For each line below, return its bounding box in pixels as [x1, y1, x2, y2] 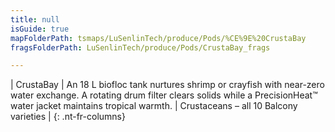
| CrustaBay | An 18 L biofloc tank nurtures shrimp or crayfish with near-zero [10, 79, 325, 91]
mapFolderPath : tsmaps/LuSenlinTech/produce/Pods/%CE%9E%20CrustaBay [10, 33, 307, 43]
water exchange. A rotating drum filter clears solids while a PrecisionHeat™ [10, 89, 318, 101]
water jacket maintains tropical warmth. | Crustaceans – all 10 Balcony [10, 100, 298, 112]
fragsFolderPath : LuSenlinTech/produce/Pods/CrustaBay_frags [10, 42, 271, 53]
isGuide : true [10, 24, 70, 34]
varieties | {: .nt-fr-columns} [10, 111, 126, 123]
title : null [10, 14, 60, 25]
